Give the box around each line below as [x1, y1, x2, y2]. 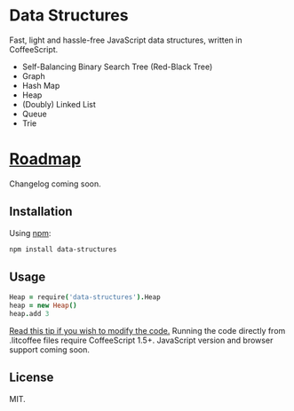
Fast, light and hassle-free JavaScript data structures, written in [9, 35, 242, 45]
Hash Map [21, 80, 60, 91]
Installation [9, 204, 73, 219]
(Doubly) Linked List [21, 99, 96, 109]
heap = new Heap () [9, 301, 77, 311]
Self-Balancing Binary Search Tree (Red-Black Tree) [21, 61, 213, 72]
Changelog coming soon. [9, 178, 102, 189]
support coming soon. [9, 344, 91, 355]
